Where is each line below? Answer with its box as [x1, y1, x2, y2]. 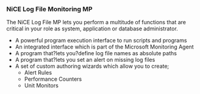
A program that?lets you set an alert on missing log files [15, 56, 155, 64]
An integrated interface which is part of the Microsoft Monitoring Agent [15, 43, 194, 50]
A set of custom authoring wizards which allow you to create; [15, 62, 170, 70]
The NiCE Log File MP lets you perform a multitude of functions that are [6, 19, 186, 26]
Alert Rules [24, 69, 52, 76]
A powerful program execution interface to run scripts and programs [15, 37, 187, 44]
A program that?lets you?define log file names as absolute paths [15, 50, 177, 57]
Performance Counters [24, 75, 82, 83]
